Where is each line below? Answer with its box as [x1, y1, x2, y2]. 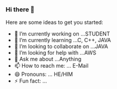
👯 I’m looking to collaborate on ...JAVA [14, 43, 109, 50]
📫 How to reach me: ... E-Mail [14, 62, 89, 69]
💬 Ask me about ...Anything [14, 56, 82, 63]
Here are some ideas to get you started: [5, 19, 104, 26]
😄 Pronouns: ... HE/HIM [14, 71, 73, 78]
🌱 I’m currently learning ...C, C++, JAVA [14, 37, 112, 44]
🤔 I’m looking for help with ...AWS [14, 49, 97, 56]
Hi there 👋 [5, 5, 35, 14]
